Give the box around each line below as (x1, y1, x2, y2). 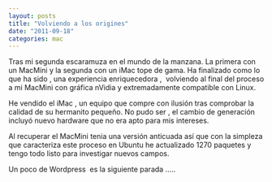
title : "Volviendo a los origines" (8, 19, 129, 28)
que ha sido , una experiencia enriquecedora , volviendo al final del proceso (8, 74, 265, 84)
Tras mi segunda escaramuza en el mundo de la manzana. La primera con (8, 57, 256, 67)
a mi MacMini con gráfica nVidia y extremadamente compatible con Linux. (8, 83, 257, 93)
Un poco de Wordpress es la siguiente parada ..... (8, 164, 176, 175)
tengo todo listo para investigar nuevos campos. (8, 149, 170, 158)
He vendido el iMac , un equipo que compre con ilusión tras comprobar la (8, 98, 254, 108)
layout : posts (8, 11, 57, 20)
